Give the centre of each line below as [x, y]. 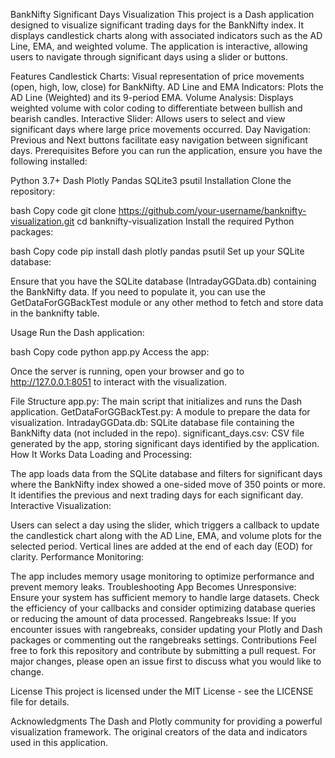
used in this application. [59, 742]
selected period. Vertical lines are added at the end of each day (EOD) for [161, 546]
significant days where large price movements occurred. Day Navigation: [160, 129]
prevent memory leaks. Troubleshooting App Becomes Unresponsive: [153, 587]
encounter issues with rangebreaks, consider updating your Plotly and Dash [166, 629]
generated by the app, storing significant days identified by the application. [165, 443]
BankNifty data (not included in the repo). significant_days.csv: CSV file [157, 433]
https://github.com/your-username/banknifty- [212, 210]
